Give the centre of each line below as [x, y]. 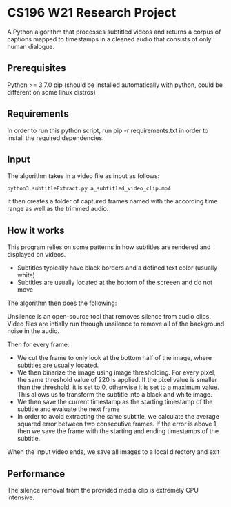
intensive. [21, 497]
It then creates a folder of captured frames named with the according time [112, 201]
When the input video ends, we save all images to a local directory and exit [113, 452]
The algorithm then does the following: [62, 303]
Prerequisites [37, 68]
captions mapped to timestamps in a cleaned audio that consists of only [109, 39]
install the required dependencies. [56, 138]
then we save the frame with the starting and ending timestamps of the [118, 431]
